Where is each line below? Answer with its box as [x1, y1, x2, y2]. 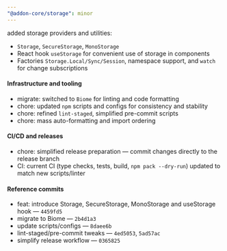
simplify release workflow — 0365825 [16, 237, 121, 245]
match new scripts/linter [16, 169, 85, 178]
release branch [16, 155, 60, 163]
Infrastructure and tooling [7, 79, 82, 88]
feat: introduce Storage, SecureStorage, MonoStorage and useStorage [16, 200, 216, 209]
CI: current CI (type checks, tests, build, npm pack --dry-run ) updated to [16, 162, 221, 170]
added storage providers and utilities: [7, 29, 113, 37]
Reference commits [7, 185, 64, 193]
